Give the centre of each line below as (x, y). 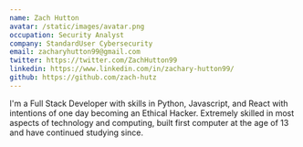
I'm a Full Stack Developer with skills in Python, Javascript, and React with (149, 103)
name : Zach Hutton (44, 18)
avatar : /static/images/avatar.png (77, 26)
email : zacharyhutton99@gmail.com (75, 52)
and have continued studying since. (77, 132)
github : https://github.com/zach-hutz (83, 78)
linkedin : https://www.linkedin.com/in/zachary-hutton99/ (122, 69)
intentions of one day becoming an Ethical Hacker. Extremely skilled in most (152, 113)
